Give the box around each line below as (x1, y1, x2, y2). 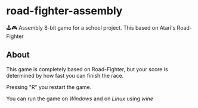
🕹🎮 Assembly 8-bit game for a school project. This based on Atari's (6, 24, 176, 31)
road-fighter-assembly (6, 4, 123, 18)
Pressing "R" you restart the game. (6, 83, 92, 90)
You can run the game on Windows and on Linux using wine (6, 95, 154, 102)
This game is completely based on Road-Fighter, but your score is (6, 65, 168, 72)
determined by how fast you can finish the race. (6, 72, 124, 79)
